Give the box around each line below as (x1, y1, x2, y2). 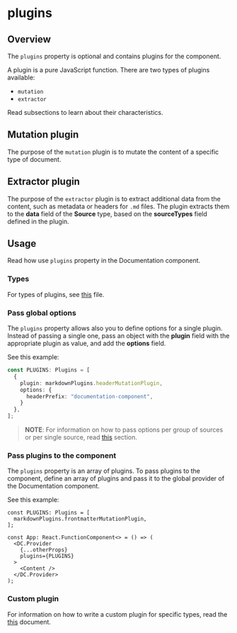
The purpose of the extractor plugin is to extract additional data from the (7, 194, 221, 203)
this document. (7, 617, 52, 626)
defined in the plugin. (7, 217, 69, 225)
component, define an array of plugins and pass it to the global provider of (7, 474, 225, 483)
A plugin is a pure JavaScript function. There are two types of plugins (7, 66, 210, 74)
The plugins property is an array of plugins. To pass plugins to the (7, 466, 200, 476)
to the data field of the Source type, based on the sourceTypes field (7, 209, 207, 218)
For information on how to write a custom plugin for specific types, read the (7, 610, 228, 618)
